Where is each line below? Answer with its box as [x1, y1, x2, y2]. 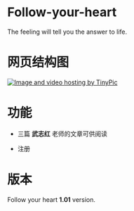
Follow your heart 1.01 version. [7, 195, 96, 204]
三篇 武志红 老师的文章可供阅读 [17, 129, 107, 138]
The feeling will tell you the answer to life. [7, 27, 128, 36]
